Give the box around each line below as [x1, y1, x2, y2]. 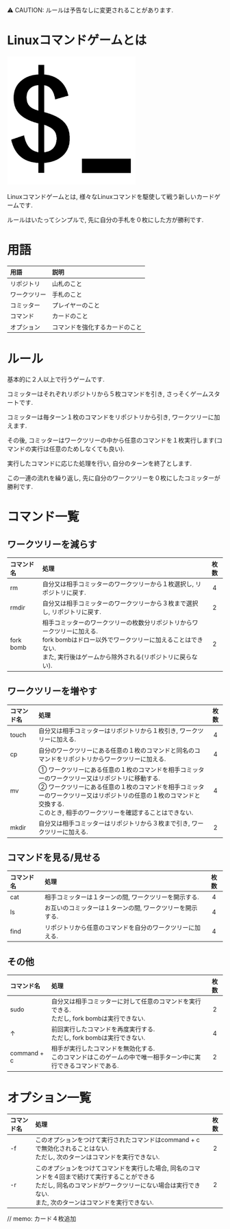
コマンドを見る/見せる [7, 852, 101, 863]
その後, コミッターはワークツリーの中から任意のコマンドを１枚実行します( [7, 436, 217, 445]
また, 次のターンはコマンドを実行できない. [35, 1198, 154, 1206]
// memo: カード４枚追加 [7, 1215, 77, 1223]
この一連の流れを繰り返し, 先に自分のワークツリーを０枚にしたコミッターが [7, 474, 220, 482]
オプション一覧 [7, 1090, 92, 1105]
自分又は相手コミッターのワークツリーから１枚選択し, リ [42, 579, 202, 588]
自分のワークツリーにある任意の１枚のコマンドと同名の [38, 746, 195, 754]
